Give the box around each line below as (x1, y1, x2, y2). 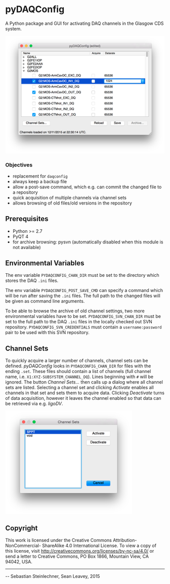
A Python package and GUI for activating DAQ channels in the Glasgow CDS (5, 20, 164, 26)
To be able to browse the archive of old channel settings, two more (5, 308, 145, 314)
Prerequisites (5, 215, 49, 223)
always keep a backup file (12, 178, 67, 184)
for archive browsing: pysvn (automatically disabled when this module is (12, 239, 163, 245)
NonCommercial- (5, 543, 41, 549)
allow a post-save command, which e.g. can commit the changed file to (12, 184, 162, 190)
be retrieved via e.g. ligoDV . (5, 401, 63, 407)
